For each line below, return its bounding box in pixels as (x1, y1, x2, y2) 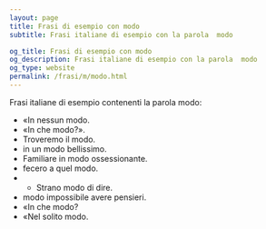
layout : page (9, 13, 59, 23)
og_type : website (9, 64, 75, 73)
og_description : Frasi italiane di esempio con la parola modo (9, 55, 258, 65)
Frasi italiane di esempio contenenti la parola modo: (9, 96, 202, 107)
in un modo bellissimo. (22, 143, 107, 154)
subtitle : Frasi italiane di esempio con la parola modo (9, 30, 233, 39)
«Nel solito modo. (22, 211, 89, 222)
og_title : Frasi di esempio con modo (9, 46, 153, 55)
